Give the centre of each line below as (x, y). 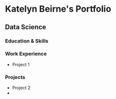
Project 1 (21, 64)
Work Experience (26, 54)
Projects (15, 77)
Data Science (26, 27)
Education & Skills (27, 41)
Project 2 (21, 88)
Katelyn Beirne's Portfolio (58, 9)
